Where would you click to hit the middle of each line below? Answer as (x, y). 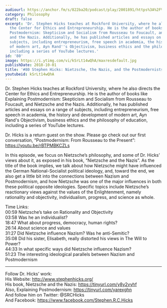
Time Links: (17, 207)
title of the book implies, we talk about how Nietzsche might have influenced (83, 165)
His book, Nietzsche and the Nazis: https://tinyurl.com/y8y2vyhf (71, 284)
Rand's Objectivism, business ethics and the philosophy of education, (77, 120)
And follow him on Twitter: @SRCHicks (45, 295)
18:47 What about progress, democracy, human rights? (61, 222)
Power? (13, 244)
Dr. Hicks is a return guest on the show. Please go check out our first (76, 135)
